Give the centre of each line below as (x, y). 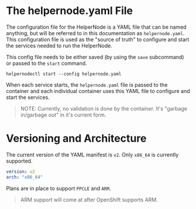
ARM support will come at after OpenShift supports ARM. (89, 200)
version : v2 (20, 172)
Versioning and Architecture (76, 138)
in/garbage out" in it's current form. (63, 115)
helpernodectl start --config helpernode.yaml (64, 74)
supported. (19, 161)
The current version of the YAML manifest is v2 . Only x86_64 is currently (92, 155)
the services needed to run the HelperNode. (59, 46)
